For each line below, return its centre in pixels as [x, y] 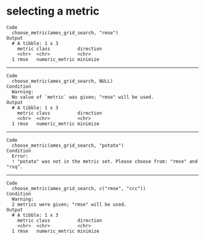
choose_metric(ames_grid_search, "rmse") [65, 33]
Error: [20, 156]
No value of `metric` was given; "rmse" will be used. [83, 97]
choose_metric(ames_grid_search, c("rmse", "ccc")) [79, 188]
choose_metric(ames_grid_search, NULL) [63, 81]
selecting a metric [53, 11]
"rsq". [15, 167]
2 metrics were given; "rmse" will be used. [69, 204]
